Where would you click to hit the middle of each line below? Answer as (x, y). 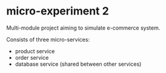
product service (35, 51)
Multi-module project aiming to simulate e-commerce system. (83, 28)
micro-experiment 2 (58, 11)
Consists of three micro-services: (48, 39)
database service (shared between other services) (78, 64)
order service (32, 57)
